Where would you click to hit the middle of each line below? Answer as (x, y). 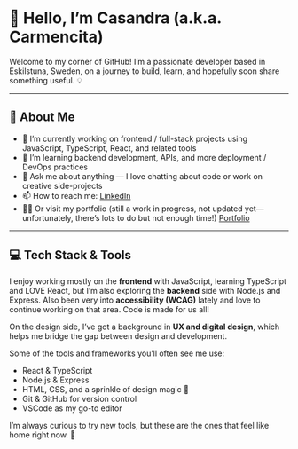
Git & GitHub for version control (79, 398)
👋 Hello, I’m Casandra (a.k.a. (115, 18)
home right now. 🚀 (43, 435)
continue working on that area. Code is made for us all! (110, 309)
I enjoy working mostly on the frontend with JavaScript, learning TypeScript (148, 281)
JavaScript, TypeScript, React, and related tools (109, 148)
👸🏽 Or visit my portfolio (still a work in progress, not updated (132, 209)
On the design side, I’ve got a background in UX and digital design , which (145, 327)
